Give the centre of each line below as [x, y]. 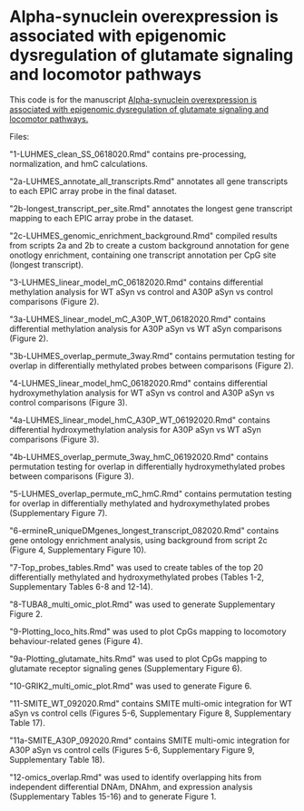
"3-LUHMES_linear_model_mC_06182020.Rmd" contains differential [136, 282]
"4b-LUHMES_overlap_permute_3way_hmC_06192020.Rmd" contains [139, 456]
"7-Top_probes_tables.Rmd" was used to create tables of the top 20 [137, 567]
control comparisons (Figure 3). [69, 402]
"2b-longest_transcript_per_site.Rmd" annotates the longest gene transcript [151, 208]
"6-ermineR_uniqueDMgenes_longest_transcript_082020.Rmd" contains [144, 530]
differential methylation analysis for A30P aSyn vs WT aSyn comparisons [146, 328]
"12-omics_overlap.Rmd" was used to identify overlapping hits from [135, 777]
